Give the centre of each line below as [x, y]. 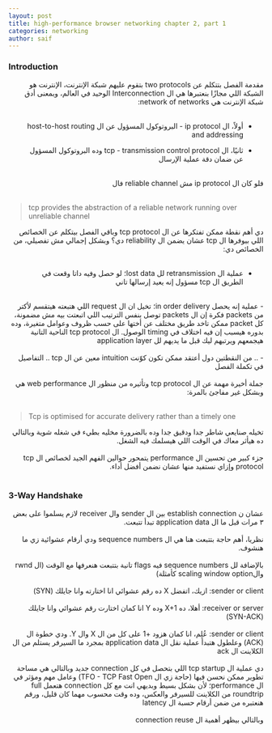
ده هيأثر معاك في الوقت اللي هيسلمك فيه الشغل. [190, 440]
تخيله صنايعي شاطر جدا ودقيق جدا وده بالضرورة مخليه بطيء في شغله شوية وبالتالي [138, 432]
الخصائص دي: [243, 248]
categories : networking [49, 31]
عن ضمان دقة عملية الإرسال [201, 159]
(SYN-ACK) [244, 616]
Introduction [33, 67]
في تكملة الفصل [239, 366]
